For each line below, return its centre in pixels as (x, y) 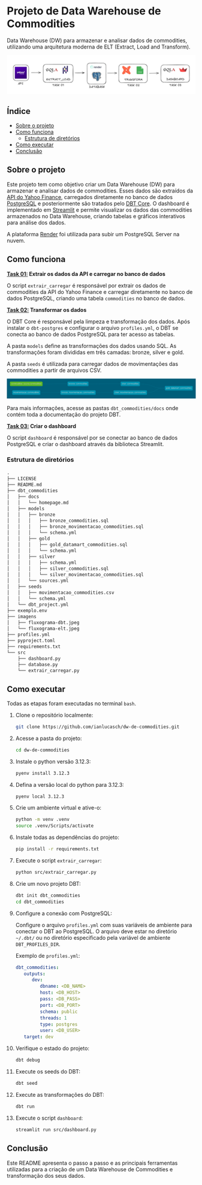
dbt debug (28, 1060)
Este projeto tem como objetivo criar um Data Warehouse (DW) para (91, 184)
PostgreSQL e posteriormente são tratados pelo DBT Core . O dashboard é (98, 203)
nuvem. (16, 240)
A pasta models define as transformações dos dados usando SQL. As (92, 345)
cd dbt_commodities (40, 902)
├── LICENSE (22, 479)
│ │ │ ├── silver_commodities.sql (58, 569)
